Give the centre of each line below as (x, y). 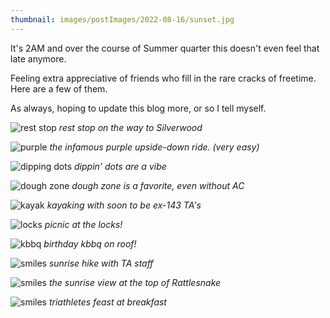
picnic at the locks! (83, 224)
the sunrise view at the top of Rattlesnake (135, 282)
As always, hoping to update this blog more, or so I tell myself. (138, 108)
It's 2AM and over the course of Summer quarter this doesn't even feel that (165, 48)
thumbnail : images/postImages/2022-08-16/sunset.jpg (122, 19)
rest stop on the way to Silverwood (130, 127)
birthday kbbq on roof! (90, 243)
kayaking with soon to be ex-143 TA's (124, 205)
